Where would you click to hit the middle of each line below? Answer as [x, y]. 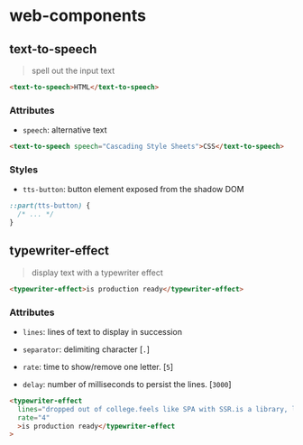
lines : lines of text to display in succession [102, 331]
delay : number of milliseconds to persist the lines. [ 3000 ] [127, 384]
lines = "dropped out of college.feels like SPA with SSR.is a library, [153, 409]
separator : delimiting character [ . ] [86, 349]
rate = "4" [34, 417]
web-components [78, 16]
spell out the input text [73, 70]
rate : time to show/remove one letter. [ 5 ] [98, 366]
